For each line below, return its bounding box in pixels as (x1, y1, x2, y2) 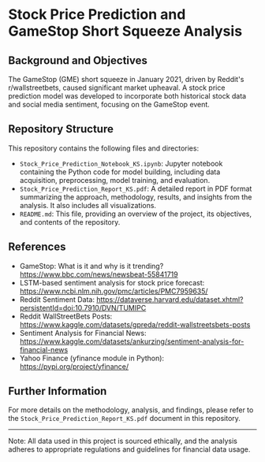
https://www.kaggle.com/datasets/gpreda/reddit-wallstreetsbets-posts (19, 319, 251, 329)
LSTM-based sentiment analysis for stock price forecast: (19, 278, 205, 287)
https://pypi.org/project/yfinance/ (19, 361, 129, 371)
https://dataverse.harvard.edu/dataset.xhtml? (95, 294, 244, 304)
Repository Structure (8, 122, 114, 136)
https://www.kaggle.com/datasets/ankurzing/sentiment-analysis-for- (19, 337, 244, 346)
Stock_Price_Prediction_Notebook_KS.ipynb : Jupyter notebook (19, 158, 223, 168)
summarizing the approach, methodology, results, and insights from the (19, 192, 252, 202)
